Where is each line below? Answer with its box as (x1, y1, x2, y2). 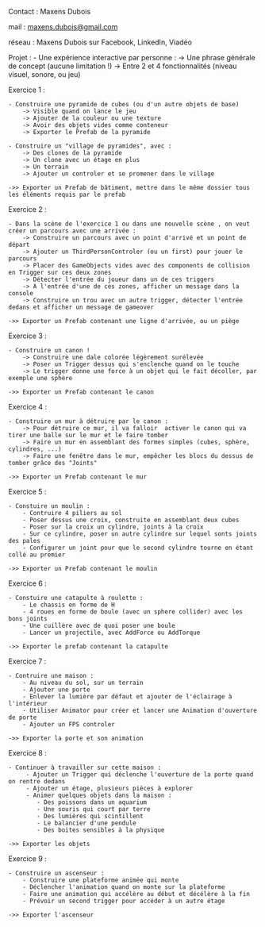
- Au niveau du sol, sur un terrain (22, 679, 144, 687)
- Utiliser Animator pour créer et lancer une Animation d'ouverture (22, 706, 258, 714)
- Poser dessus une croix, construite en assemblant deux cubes (22, 516, 240, 524)
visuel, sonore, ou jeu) (8, 70, 81, 79)
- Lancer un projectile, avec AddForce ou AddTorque (22, 629, 201, 637)
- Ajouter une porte (22, 686, 90, 694)
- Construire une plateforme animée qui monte (22, 876, 179, 884)
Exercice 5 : (8, 487, 47, 496)
